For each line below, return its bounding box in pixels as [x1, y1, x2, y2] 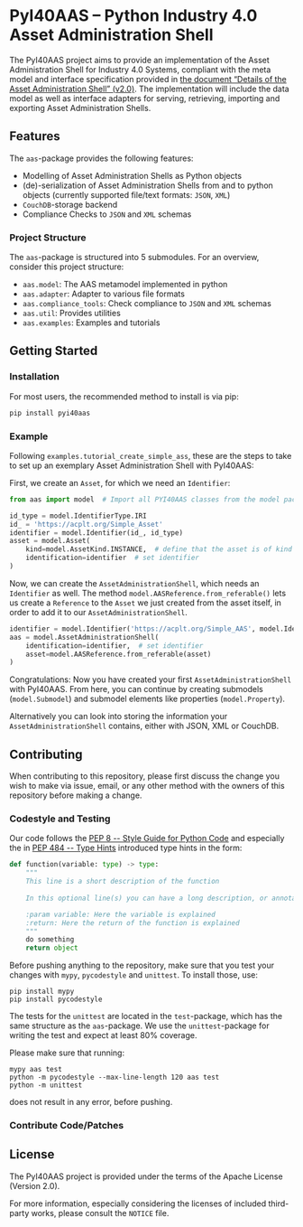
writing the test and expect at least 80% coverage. [9, 1030, 197, 1041]
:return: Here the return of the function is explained [25, 918, 241, 927]
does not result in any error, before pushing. [9, 1097, 173, 1108]
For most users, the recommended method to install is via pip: [9, 390, 239, 402]
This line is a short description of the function [25, 877, 220, 886]
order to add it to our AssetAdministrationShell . [9, 606, 188, 617]
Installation [9, 370, 60, 383]
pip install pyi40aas [9, 408, 91, 417]
